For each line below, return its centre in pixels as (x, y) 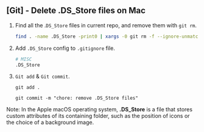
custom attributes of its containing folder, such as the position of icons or (98, 116)
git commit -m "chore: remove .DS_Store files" (76, 98)
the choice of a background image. (50, 122)
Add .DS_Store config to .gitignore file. (65, 48)
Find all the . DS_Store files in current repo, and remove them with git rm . (106, 25)
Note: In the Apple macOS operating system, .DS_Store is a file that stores (100, 109)
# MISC (23, 59)
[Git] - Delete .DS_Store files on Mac (76, 11)
